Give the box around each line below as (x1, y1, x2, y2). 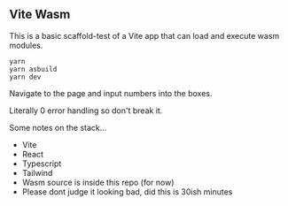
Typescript (21, 158, 62, 169)
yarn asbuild (9, 65, 58, 73)
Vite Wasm (9, 7, 71, 22)
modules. (9, 40, 43, 50)
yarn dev (9, 72, 42, 81)
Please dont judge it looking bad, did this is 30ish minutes (21, 186, 233, 197)
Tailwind (21, 167, 53, 178)
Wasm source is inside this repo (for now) (21, 177, 175, 187)
